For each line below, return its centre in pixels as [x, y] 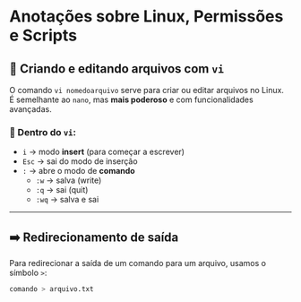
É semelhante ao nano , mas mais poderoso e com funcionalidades [131, 99]
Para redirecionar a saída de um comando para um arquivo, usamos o [138, 263]
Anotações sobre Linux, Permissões [146, 17]
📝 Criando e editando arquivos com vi [116, 69]
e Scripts [43, 35]
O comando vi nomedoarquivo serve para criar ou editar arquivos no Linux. [147, 90]
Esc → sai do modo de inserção [80, 161]
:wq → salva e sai [67, 200]
